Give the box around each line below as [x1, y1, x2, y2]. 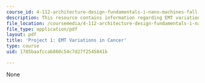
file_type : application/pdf [6, 26, 78, 32]
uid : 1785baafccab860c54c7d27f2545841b [6, 49, 108, 55]
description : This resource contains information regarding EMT [6, 15, 173, 21]
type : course [6, 43, 40, 49]
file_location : [6, 20, 45, 26]
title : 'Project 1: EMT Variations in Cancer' [6, 37, 127, 43]
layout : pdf [6, 32, 37, 38]
